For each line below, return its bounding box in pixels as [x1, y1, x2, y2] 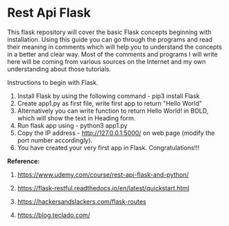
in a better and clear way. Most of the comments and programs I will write [7, 50, 218, 58]
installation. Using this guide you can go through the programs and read [7, 35, 213, 43]
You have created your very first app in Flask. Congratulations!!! [17, 143, 200, 152]
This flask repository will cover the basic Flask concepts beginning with [7, 28, 212, 36]
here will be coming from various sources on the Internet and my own [7, 57, 206, 65]
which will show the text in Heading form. [17, 113, 136, 122]
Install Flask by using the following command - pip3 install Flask [17, 92, 200, 100]
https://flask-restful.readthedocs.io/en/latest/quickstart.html [17, 184, 189, 192]
